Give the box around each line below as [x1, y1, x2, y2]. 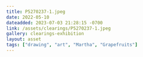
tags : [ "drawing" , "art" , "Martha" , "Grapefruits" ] [6, 42, 138, 48]
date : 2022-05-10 [6, 14, 50, 20]
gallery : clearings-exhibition [6, 31, 84, 37]
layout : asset [6, 36, 42, 42]
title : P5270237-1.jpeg [6, 8, 66, 15]
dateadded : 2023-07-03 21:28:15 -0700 [6, 20, 103, 26]
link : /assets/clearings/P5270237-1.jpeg [6, 25, 111, 31]
